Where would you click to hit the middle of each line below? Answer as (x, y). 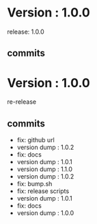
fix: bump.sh (34, 184)
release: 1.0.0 (26, 32)
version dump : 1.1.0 (45, 169)
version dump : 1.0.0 (45, 213)
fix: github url (36, 140)
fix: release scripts (43, 191)
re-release (22, 102)
